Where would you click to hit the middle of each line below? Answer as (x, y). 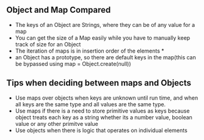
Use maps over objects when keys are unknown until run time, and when (107, 98)
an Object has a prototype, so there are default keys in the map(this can (106, 57)
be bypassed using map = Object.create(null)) (73, 64)
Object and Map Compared (59, 10)
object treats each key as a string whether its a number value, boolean (104, 117)
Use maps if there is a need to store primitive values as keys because (102, 111)
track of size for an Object (48, 44)
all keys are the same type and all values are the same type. (90, 104)
